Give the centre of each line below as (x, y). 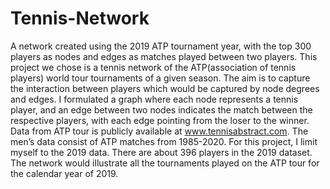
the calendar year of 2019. (64, 173)
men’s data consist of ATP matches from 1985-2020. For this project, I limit (164, 141)
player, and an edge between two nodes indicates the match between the (161, 109)
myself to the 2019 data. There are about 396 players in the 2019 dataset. (161, 152)
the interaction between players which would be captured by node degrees (165, 88)
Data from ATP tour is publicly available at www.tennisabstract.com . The (159, 131)
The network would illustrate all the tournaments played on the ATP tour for (165, 163)
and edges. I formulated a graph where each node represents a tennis (154, 99)
